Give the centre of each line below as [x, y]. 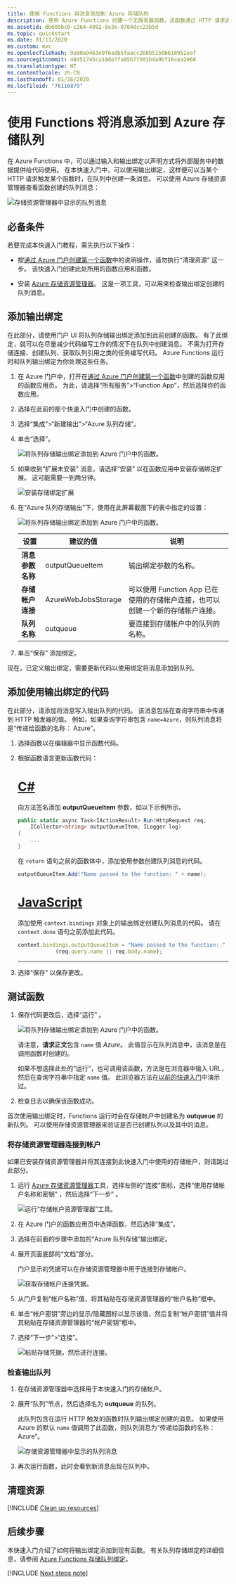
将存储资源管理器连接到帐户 [54, 1145]
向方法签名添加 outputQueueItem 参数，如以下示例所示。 [101, 807]
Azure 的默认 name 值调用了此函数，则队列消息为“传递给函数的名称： [116, 1427]
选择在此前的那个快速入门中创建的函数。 [76, 409]
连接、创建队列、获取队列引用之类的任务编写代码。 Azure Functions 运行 [119, 352]
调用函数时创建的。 [45, 1054]
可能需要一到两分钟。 [68, 477]
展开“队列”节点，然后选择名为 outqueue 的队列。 [88, 1403]
